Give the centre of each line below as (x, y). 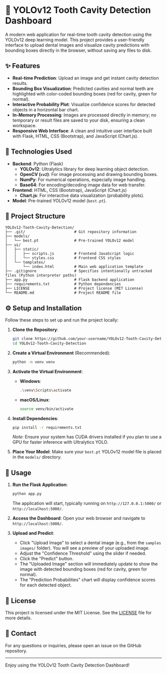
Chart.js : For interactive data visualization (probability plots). (82, 195)
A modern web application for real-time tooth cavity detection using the (79, 34)
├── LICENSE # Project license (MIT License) (74, 289)
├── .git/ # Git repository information (71, 232)
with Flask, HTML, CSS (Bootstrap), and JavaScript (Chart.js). (75, 136)
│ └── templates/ (25, 262)
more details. (19, 618)
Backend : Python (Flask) (38, 164)
